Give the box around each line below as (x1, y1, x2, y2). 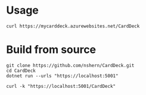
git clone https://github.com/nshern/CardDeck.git (6, 62, 135, 68)
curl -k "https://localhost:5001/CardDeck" (6, 83, 116, 89)
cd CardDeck (6, 68, 36, 74)
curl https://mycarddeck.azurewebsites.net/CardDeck (6, 23, 140, 29)
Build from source (6, 43, 97, 56)
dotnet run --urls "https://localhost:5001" (6, 72, 119, 79)
